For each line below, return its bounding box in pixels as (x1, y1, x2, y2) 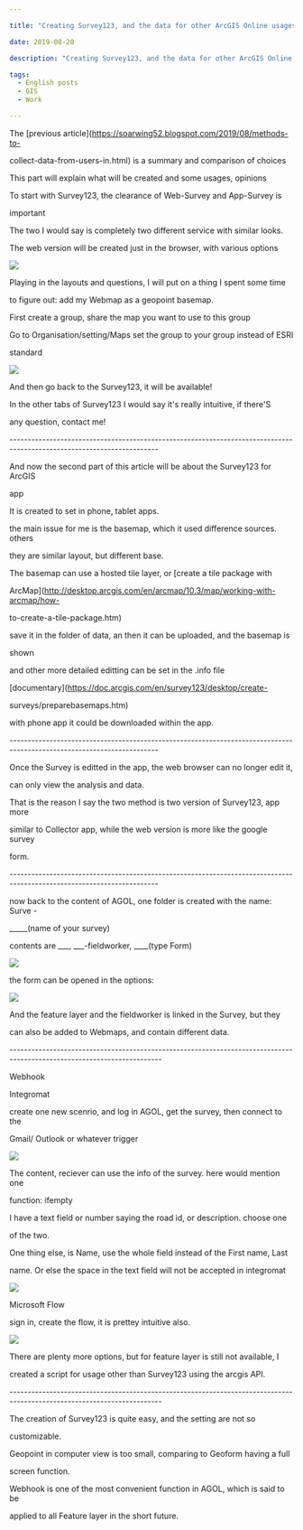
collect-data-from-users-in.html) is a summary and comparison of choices (9, 154, 287, 165)
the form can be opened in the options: (9, 975, 155, 985)
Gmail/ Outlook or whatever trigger (9, 1133, 139, 1143)
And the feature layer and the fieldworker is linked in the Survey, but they (9, 1009, 281, 1020)
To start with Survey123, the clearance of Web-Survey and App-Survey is (9, 190, 282, 201)
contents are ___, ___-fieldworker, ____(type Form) (9, 940, 192, 951)
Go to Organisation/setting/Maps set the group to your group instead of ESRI (9, 329, 294, 340)
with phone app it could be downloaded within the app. (9, 717, 215, 728)
